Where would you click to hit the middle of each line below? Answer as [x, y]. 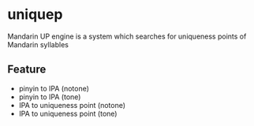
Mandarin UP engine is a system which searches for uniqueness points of [127, 36]
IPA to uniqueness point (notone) [72, 105]
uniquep [35, 15]
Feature [27, 70]
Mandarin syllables [38, 44]
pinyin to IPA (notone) [54, 88]
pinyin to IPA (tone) [50, 97]
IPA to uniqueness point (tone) [68, 113]
